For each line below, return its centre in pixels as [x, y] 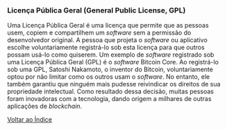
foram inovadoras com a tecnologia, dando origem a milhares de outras [109, 99]
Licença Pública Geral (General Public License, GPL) [96, 10]
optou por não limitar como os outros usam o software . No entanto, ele [109, 77]
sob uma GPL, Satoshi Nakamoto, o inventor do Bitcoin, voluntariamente [110, 69]
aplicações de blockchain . [45, 106]
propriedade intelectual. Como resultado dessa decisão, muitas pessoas [110, 91]
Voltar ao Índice [30, 120]
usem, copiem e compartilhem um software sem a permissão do [99, 32]
